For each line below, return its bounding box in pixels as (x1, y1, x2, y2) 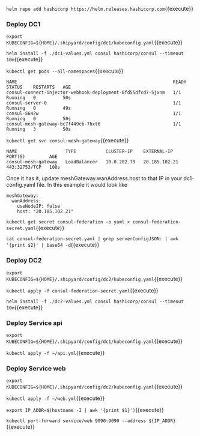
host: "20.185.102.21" (17, 208, 74, 215)
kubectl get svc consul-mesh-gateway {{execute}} (6, 137, 129, 144)
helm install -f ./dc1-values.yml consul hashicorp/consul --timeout (6, 50, 184, 56)
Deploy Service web (6, 364, 66, 372)
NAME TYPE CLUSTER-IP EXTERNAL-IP (6, 148, 173, 155)
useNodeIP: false (17, 204, 61, 210)
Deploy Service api (6, 318, 62, 327)
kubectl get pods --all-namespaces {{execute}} (6, 67, 124, 74)
